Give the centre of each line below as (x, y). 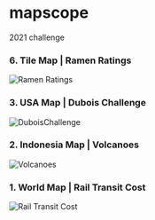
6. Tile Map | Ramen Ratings (70, 60)
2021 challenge (37, 37)
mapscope (49, 13)
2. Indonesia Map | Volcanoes (74, 145)
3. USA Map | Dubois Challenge (77, 103)
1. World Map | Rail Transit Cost (77, 187)
